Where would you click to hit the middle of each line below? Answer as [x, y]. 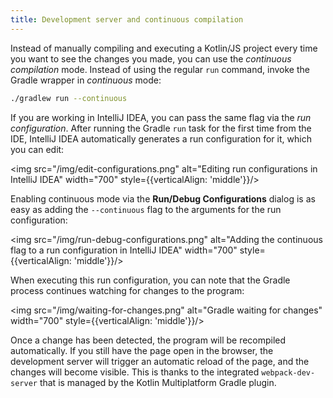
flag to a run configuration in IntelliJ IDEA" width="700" [124, 250]
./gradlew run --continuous [69, 98]
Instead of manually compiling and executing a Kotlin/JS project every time [164, 48]
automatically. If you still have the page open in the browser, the [142, 350]
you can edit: [37, 149]
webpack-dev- [288, 372]
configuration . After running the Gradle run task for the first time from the [161, 128]
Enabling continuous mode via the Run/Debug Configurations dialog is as [163, 198]
